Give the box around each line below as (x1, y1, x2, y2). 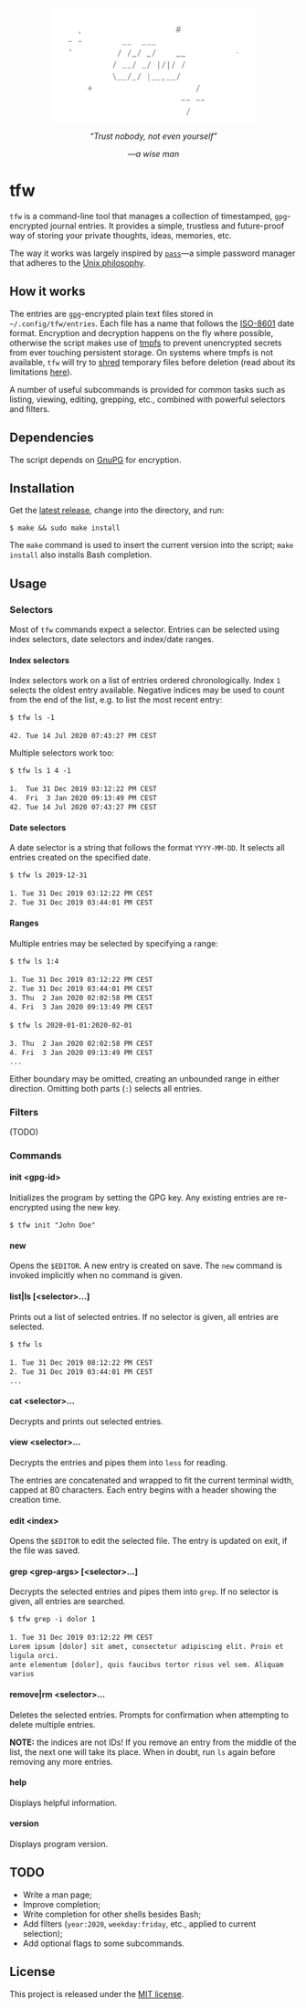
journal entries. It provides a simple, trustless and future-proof (49, 220, 285, 231)
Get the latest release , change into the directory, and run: (9, 505, 225, 516)
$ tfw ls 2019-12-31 (9, 871, 89, 880)
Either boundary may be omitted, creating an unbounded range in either (9, 1073, 280, 1084)
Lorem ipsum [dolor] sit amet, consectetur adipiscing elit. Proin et (9, 1643, 284, 1652)
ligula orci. (9, 1652, 59, 1661)
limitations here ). (9, 366, 73, 377)
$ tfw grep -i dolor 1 (9, 1615, 96, 1624)
